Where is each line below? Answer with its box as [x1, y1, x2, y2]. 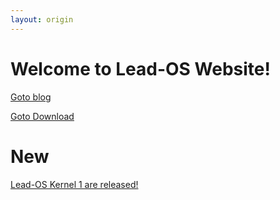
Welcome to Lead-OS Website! [10, 57, 271, 80]
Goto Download [10, 110, 75, 122]
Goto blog [10, 91, 52, 103]
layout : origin [10, 14, 74, 25]
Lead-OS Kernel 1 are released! [10, 178, 139, 190]
